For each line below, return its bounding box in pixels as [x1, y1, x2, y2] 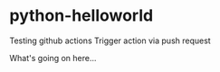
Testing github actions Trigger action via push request [9, 35, 211, 46]
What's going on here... [9, 52, 97, 63]
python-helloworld [9, 5, 154, 26]
